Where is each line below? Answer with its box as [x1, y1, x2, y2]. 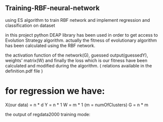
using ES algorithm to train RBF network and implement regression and [5, 17, 150, 23]
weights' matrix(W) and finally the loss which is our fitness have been [5, 57, 148, 63]
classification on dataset [5, 22, 56, 28]
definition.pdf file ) [5, 68, 43, 74]
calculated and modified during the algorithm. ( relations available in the [5, 62, 153, 68]
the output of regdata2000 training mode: [5, 111, 90, 117]
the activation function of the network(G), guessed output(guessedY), [5, 52, 148, 58]
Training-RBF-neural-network [5, 4, 100, 12]
